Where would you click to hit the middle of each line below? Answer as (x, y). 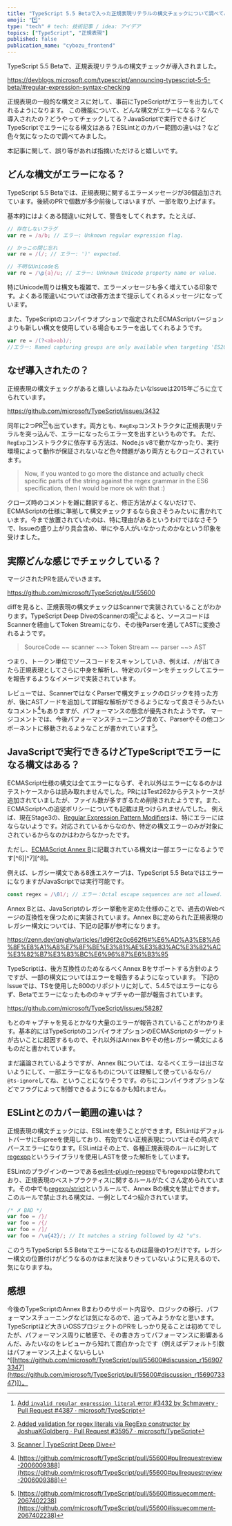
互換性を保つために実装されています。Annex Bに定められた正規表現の (124, 917)
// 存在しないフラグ (32, 229)
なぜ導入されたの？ (48, 370)
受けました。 (25, 537)
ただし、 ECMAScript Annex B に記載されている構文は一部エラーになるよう (113, 849)
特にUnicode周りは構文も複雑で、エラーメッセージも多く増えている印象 (109, 287)
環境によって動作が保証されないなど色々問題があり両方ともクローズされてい (116, 451)
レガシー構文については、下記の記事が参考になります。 (85, 925)
